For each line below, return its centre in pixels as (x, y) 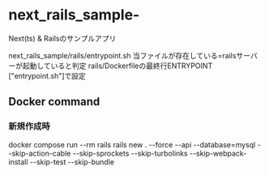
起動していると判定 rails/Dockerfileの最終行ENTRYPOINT (117, 66)
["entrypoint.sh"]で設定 (47, 75)
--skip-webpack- (218, 153)
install (18, 162)
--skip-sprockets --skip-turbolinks (130, 153)
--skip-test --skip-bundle (72, 162)
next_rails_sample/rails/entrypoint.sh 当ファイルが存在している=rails (122, 55)
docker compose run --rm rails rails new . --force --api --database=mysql (132, 144)
